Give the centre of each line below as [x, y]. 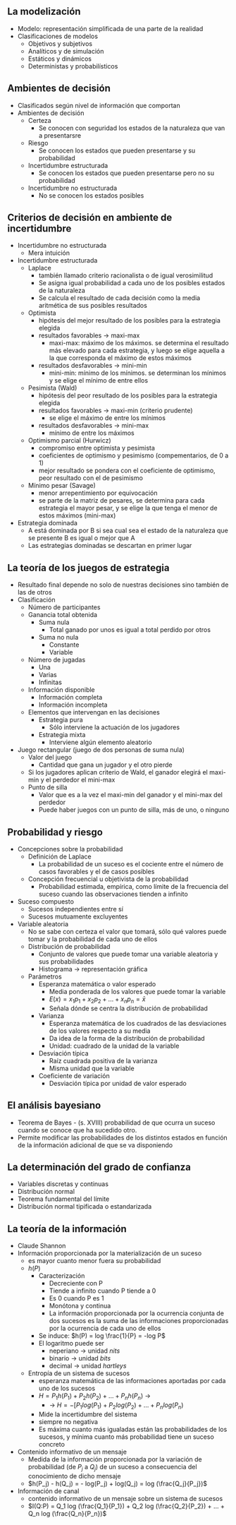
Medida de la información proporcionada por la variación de [115, 1459]
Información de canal [48, 1491]
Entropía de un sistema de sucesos [79, 1373]
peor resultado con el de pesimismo [91, 478]
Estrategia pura [61, 720]
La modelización [44, 12]
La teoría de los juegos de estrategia [88, 568]
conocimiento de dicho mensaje [74, 1476]
